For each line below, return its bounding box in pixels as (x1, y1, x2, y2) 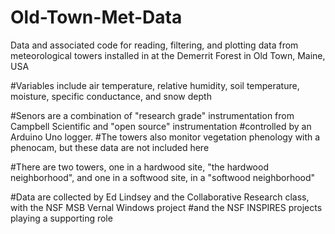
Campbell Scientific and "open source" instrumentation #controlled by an (10, 120, 312, 132)
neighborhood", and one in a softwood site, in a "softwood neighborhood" (10, 171, 316, 183)
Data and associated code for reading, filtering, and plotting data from (10, 39, 299, 51)
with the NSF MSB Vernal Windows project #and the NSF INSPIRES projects (10, 201, 323, 213)
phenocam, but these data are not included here (10, 141, 210, 153)
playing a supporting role (10, 212, 113, 224)
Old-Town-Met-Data (10, 6, 183, 29)
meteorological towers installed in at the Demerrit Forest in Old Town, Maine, (10, 49, 326, 61)
